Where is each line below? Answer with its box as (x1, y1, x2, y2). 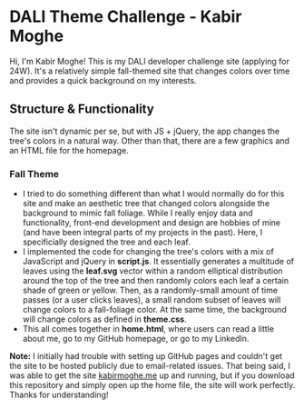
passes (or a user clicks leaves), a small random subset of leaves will (22, 294, 281, 305)
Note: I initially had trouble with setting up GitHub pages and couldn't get (9, 351, 283, 362)
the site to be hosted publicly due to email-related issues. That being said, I (9, 361, 290, 372)
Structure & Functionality (9, 102, 154, 117)
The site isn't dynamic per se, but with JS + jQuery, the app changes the (9, 125, 279, 136)
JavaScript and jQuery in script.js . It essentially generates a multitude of (22, 256, 295, 267)
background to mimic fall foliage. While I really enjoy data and (22, 207, 253, 219)
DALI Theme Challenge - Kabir (9, 6, 242, 27)
